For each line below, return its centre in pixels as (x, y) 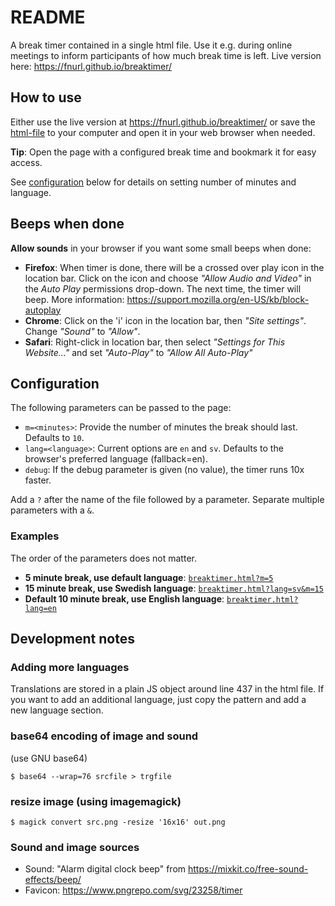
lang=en (40, 608)
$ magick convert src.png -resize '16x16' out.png (118, 822)
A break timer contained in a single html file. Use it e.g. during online (151, 45)
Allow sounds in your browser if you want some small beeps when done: (161, 248)
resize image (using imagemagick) (96, 801)
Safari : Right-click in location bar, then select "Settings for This (155, 342)
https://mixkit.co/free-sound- (248, 869)
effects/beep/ (53, 880)
